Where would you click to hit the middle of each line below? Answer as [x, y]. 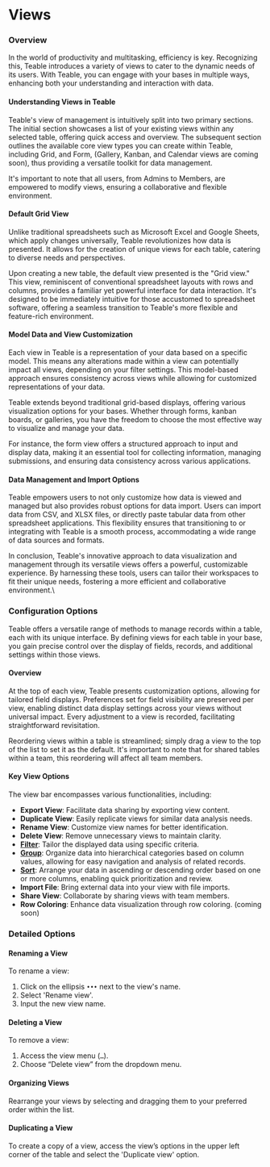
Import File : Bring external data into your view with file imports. [125, 887]
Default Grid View [39, 214]
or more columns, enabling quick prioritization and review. [116, 878]
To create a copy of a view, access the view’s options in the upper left [124, 1146]
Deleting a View [35, 1022]
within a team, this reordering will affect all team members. [106, 758]
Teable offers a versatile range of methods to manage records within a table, [135, 629]
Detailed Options [42, 934]
